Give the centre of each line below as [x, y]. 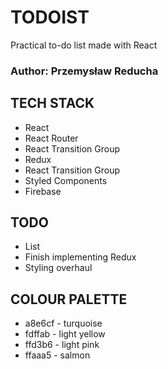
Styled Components [66, 180]
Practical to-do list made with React [84, 45]
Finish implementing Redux [80, 257]
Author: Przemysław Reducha [84, 71]
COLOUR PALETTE [69, 299]
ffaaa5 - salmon [57, 355]
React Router [51, 138]
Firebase [43, 191]
